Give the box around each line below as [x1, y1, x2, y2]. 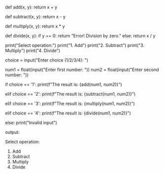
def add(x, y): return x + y [5, 4, 58, 10]
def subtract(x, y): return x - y [5, 14, 66, 19]
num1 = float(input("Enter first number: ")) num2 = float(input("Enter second [5, 67, 159, 72]
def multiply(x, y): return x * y [5, 23, 65, 29]
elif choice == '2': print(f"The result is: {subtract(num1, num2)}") [5, 91, 136, 97]
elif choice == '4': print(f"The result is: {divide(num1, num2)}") [5, 110, 131, 116]
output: [5, 129, 20, 135]
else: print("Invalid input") [5, 120, 58, 125]
